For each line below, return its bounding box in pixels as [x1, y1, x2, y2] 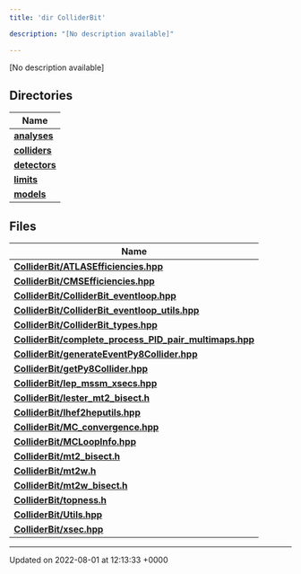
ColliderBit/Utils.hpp [13, 508, 103, 521]
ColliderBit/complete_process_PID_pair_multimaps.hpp [13, 333, 255, 346]
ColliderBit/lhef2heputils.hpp [13, 406, 142, 419]
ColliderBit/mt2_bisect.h [13, 450, 121, 463]
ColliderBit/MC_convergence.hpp [13, 421, 159, 434]
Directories [9, 87, 73, 103]
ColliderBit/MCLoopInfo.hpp [13, 436, 137, 448]
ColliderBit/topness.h [13, 494, 107, 507]
